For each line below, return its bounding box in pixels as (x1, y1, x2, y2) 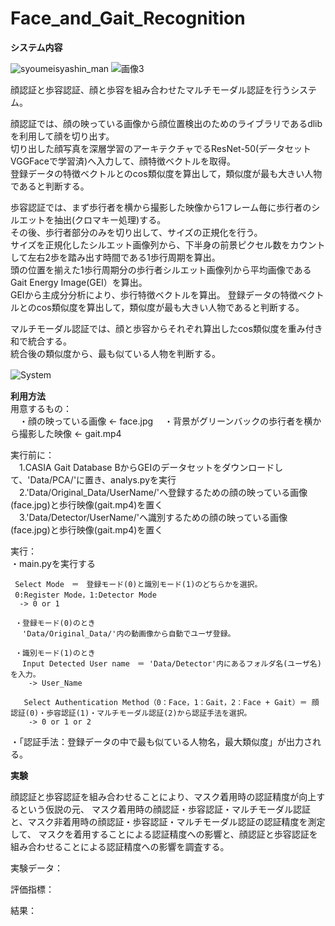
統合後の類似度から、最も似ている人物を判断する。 (10, 347, 221, 359)
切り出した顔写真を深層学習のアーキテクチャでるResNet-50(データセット (10, 142, 312, 154)
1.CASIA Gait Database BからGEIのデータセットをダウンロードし (18, 461, 284, 473)
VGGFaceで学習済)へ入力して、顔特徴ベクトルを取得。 (10, 155, 237, 167)
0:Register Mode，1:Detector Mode (14, 590, 157, 600)
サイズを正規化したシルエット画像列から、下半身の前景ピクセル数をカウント (10, 238, 326, 251)
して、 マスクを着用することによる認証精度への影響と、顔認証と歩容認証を (10, 828, 318, 840)
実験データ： (10, 862, 63, 874)
